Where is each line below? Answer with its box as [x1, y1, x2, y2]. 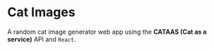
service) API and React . [7, 35, 76, 43]
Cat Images [7, 4, 76, 20]
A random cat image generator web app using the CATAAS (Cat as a [7, 27, 207, 36]
